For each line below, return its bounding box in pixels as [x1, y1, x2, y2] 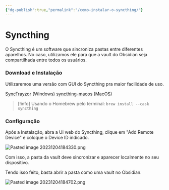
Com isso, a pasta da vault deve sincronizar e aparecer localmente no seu [5, 154, 159, 160]
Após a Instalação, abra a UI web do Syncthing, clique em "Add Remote [5, 129, 154, 135]
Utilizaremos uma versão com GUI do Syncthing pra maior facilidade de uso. [5, 81, 164, 87]
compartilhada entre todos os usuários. [5, 57, 87, 63]
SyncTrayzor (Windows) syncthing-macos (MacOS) [5, 91, 112, 97]
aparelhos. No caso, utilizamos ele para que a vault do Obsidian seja [5, 51, 148, 57]
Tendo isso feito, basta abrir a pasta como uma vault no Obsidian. [5, 169, 142, 175]
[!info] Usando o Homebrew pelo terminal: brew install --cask [17, 100, 149, 106]
